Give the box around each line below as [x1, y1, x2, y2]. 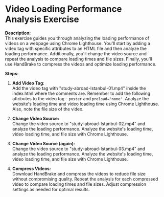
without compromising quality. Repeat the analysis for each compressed [12, 176, 158, 182]
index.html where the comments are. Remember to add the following [12, 90, 151, 96]
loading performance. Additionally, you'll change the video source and [5, 50, 147, 57]
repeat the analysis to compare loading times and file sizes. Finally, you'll [5, 56, 152, 62]
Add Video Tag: [12, 80, 45, 86]
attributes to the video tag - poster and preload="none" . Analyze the [12, 95, 149, 101]
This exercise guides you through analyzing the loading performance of [5, 35, 149, 41]
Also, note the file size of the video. [12, 106, 84, 112]
